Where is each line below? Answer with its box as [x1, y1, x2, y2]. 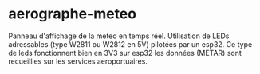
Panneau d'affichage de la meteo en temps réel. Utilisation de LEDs [8, 31, 230, 41]
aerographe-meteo [8, 5, 137, 23]
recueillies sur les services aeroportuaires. [8, 56, 148, 66]
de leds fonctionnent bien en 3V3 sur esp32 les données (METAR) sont [8, 48, 242, 57]
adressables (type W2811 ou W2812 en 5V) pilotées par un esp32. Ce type [8, 39, 253, 49]
